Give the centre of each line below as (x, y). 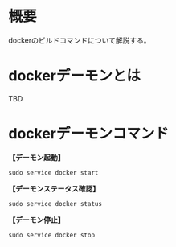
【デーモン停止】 (37, 220)
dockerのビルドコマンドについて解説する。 (80, 40)
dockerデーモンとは (74, 76)
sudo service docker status (55, 204)
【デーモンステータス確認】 (54, 188)
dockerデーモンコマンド (88, 134)
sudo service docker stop (51, 235)
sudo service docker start (53, 173)
